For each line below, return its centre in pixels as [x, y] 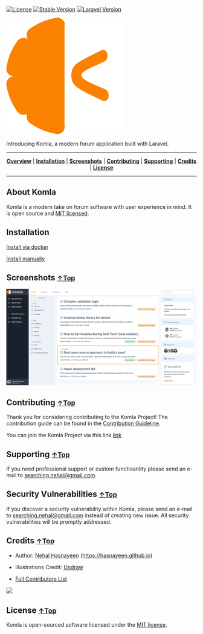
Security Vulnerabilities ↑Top [62, 494]
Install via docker [27, 247]
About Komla [31, 192]
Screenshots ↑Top [41, 278]
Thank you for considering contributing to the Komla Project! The [87, 417]
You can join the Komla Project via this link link [64, 435]
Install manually [26, 259]
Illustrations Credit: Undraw [49, 567]
